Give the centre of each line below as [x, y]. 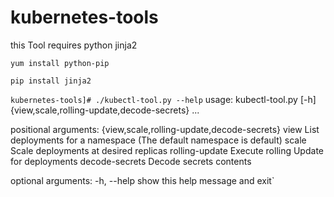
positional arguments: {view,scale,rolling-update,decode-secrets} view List [165, 129]
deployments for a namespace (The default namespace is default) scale [158, 140]
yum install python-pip [60, 63]
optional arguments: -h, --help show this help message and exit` [142, 180]
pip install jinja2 [51, 81]
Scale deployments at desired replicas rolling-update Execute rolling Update [167, 150]
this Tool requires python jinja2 [74, 45]
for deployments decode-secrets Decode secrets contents [131, 161]
